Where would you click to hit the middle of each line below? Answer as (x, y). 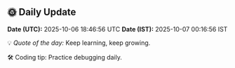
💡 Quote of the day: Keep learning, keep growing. (79, 43)
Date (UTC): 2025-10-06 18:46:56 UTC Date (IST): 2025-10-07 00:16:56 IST (117, 29)
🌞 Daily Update (42, 12)
